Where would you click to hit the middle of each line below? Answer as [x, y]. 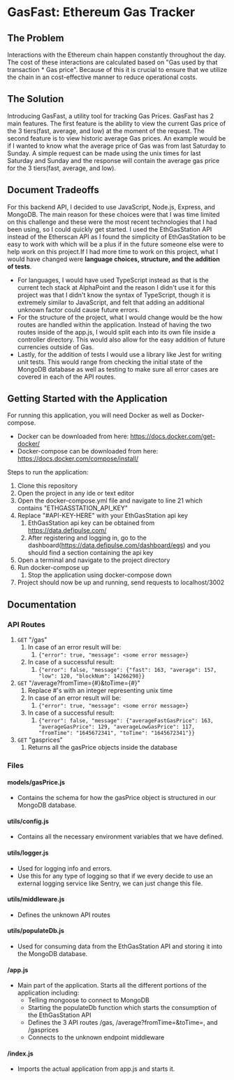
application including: [48, 993]
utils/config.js [28, 821]
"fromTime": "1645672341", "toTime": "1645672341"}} [117, 733]
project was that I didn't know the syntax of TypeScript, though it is [114, 295]
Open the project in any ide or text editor [76, 493]
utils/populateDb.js [36, 931]
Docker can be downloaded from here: [73, 436]
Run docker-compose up [53, 568]
